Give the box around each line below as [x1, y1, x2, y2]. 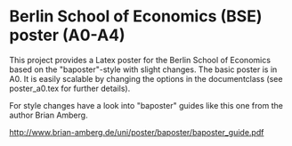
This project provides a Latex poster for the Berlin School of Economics [9, 54, 272, 65]
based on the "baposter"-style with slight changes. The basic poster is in [9, 64, 278, 75]
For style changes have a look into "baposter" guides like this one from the [9, 100, 283, 110]
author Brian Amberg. [9, 109, 88, 120]
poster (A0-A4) [9, 25, 126, 45]
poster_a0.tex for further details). [9, 83, 131, 93]
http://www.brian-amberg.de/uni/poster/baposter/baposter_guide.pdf [9, 126, 264, 137]
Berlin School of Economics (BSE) [9, 6, 263, 27]
